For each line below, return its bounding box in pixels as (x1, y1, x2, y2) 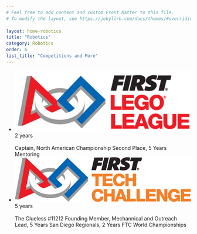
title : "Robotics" (6, 34, 51, 41)
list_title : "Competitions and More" (6, 53, 98, 59)
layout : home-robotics (6, 28, 62, 34)
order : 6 (6, 47, 28, 53)
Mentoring (14, 151, 40, 158)
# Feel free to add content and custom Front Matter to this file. (6, 9, 175, 15)
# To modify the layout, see (6, 15, 77, 22)
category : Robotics (6, 41, 54, 46)
